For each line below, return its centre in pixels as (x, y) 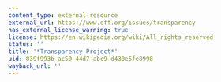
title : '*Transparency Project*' (63, 52)
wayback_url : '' (35, 66)
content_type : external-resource (63, 15)
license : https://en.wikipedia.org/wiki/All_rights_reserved (111, 37)
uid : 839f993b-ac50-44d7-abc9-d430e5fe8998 (81, 59)
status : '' (26, 45)
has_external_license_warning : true (68, 30)
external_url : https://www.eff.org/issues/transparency (102, 23)
